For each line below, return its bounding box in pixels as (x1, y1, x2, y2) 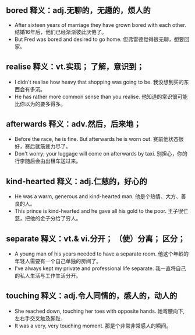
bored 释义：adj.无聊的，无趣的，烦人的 (6, 5, 151, 16)
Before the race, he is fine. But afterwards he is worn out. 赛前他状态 (14, 136, 179, 143)
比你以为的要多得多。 (14, 100, 66, 107)
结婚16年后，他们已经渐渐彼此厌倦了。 (14, 28, 107, 35)
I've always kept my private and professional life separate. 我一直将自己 (14, 265, 186, 272)
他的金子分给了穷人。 (30, 215, 81, 222)
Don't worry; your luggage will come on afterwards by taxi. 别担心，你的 (14, 150, 188, 157)
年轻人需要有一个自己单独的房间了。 (14, 258, 102, 265)
